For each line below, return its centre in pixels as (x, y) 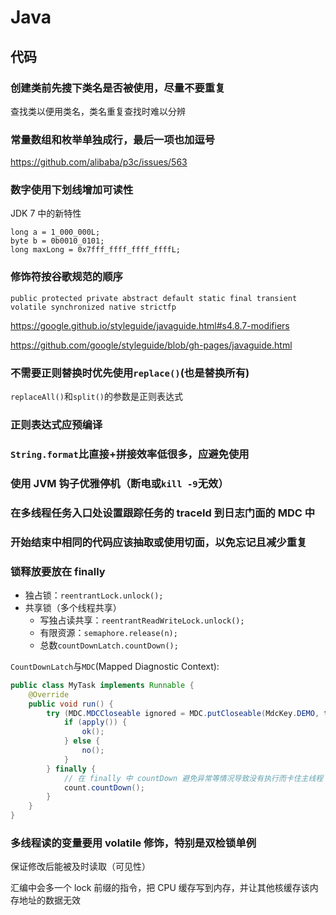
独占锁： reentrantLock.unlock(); (94, 595)
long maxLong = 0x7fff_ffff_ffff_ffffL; (96, 250)
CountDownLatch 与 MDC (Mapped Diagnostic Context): (115, 666)
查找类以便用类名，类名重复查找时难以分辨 (98, 111)
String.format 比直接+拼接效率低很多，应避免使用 (130, 454)
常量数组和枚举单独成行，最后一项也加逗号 (113, 139)
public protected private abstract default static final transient (154, 298)
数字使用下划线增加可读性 (72, 190)
